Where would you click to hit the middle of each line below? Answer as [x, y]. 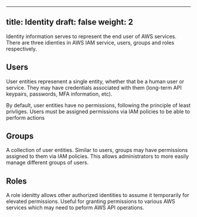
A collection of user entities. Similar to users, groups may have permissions [97, 150]
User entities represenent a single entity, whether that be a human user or [95, 81]
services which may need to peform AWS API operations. [75, 208]
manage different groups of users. [47, 162]
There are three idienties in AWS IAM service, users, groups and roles [90, 42]
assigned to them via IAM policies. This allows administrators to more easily [98, 157]
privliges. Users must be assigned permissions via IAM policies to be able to [98, 111]
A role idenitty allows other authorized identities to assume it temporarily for [98, 195]
